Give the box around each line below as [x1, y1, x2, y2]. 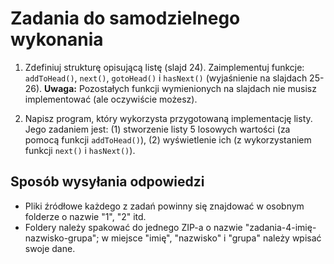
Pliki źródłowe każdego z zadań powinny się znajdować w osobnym [24, 200, 305, 212]
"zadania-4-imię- [244, 221, 317, 233]
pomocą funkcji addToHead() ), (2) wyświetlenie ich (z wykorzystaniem [24, 133, 312, 146]
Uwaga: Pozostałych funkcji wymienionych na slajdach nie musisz [44, 82, 317, 94]
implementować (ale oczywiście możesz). [24, 93, 198, 105]
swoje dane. [24, 242, 76, 254]
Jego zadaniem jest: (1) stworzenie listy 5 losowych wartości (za [24, 123, 291, 135]
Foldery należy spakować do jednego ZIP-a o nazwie [24, 221, 243, 233]
